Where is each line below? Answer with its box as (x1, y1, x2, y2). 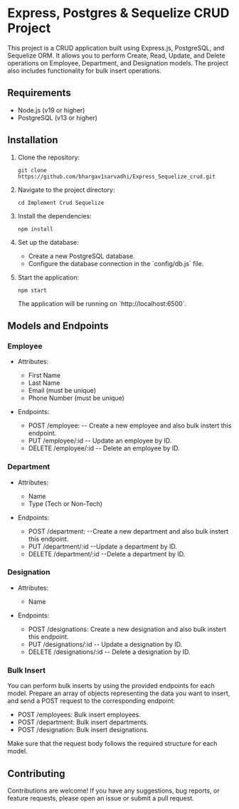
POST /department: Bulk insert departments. (17, 718, 149, 726)
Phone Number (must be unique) (28, 393, 124, 403)
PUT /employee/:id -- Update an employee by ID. (28, 436, 172, 445)
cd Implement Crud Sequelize (17, 199, 105, 206)
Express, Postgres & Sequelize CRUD (7, 5, 230, 21)
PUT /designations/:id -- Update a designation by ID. (28, 640, 183, 648)
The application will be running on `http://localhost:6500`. (17, 299, 187, 307)
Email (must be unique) (28, 386, 96, 395)
